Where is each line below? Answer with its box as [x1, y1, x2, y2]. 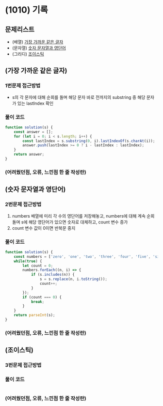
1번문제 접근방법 [5, 82, 41, 89]
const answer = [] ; [14, 129, 53, 134]
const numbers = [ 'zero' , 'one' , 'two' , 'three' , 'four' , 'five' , [14, 254, 151, 259]
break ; [31, 299, 45, 304]
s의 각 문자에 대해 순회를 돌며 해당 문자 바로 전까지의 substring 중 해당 [12, 94, 146, 100]
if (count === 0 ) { [22, 295, 62, 299]
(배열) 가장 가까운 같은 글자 [12, 39, 64, 45]
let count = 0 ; [22, 263, 53, 268]
